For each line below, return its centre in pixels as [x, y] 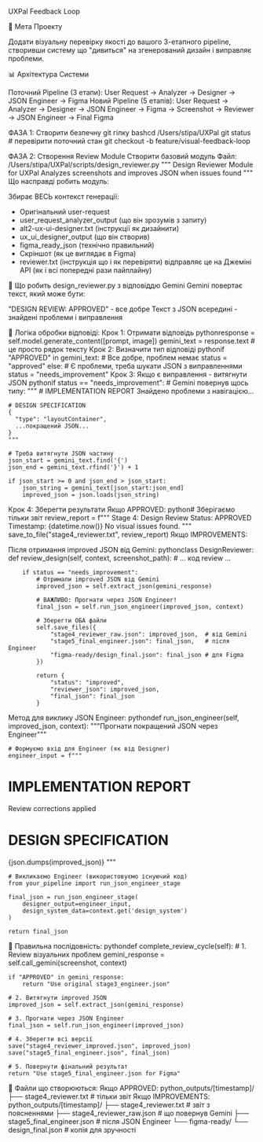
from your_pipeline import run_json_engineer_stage [94, 883]
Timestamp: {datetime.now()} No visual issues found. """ [100, 526]
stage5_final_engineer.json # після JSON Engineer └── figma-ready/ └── [128, 1121]
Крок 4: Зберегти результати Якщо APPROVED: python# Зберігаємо [122, 509]
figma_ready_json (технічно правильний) [87, 245]
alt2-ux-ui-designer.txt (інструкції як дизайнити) [99, 228]
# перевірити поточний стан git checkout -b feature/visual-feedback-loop [130, 141]
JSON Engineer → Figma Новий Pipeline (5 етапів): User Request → [119, 101]
